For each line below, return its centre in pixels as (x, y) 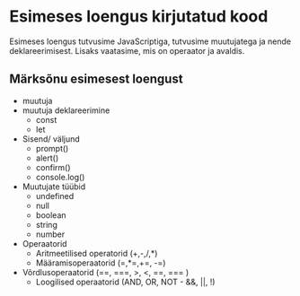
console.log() (60, 177)
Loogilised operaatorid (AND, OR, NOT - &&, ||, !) (125, 282)
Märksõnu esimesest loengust (96, 79)
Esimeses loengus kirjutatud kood (139, 17)
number (50, 234)
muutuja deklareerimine (66, 110)
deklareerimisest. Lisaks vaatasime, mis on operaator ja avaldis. (127, 50)
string (47, 224)
